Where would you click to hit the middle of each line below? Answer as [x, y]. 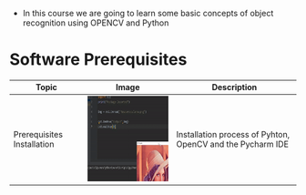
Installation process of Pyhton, [233, 135]
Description [235, 87]
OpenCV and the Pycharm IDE [233, 144]
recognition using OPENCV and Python [96, 23]
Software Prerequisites [98, 60]
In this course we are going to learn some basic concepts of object [148, 13]
